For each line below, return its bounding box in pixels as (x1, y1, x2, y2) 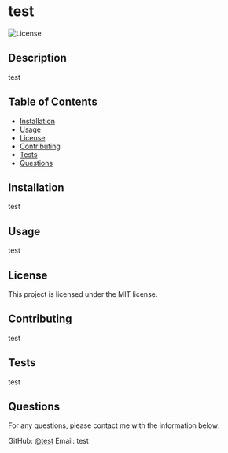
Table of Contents (8, 95, 98, 109)
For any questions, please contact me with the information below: (8, 421, 220, 430)
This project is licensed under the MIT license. (8, 290, 158, 298)
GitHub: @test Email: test (8, 436, 89, 446)
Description (8, 51, 67, 65)
